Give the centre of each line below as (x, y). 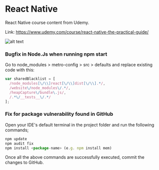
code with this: (20, 70)
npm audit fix (19, 143)
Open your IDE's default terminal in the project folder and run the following (80, 125)
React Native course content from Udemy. (47, 22)
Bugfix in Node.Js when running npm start (56, 54)
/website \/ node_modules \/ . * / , (40, 88)
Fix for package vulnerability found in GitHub (59, 114)
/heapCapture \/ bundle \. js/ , (38, 92)
